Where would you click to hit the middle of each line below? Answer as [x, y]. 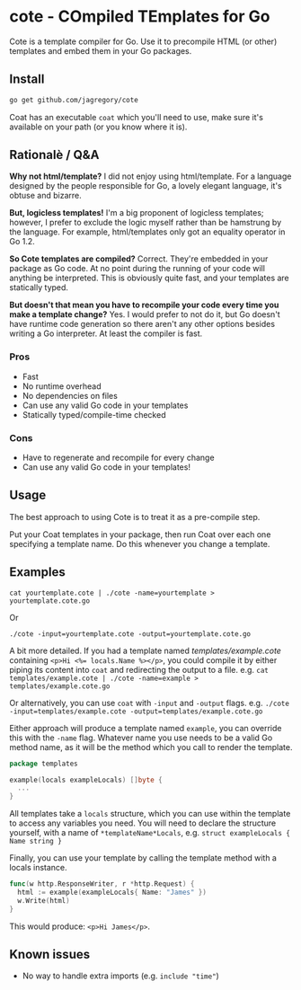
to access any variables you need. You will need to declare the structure [143, 823]
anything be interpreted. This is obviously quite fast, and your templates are [149, 278]
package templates [44, 764]
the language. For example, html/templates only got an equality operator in [147, 232]
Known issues [50, 955]
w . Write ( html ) [44, 900]
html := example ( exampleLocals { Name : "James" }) [112, 893]
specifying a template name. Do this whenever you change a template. [140, 544]
